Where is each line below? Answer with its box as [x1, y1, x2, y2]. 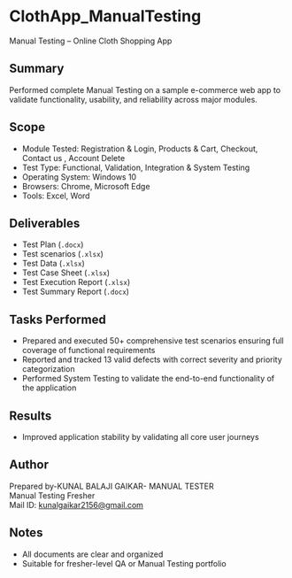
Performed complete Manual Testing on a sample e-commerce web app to [9, 84, 281, 95]
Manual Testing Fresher [9, 489, 96, 501]
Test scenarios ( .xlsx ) [21, 249, 104, 259]
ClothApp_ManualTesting [9, 6, 202, 27]
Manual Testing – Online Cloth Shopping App [9, 35, 173, 46]
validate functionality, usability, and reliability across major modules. [9, 94, 258, 104]
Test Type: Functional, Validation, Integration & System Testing [21, 162, 250, 173]
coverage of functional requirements [21, 345, 156, 356]
